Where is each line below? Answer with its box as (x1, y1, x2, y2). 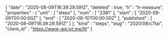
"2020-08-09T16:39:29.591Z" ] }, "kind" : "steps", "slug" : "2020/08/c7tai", (5, 20, 163, 26)
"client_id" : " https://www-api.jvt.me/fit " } (5, 26, 93, 32)
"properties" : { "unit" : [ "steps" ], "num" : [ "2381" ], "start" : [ (5, 10, 136, 16)
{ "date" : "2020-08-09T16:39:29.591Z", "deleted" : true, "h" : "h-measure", (5, 5, 164, 10)
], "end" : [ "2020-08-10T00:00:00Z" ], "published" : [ (39, 15, 153, 21)
